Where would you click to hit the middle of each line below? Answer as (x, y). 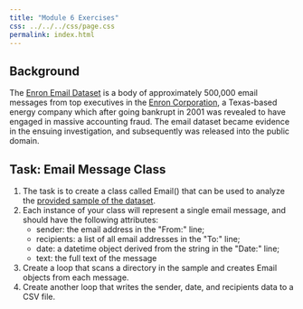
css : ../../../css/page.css (62, 26)
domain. (24, 141)
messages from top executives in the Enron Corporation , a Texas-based (143, 103)
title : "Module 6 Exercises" (64, 18)
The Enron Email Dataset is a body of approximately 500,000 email (133, 93)
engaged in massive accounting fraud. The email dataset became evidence (150, 122)
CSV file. (39, 296)
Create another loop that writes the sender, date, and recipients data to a (158, 287)
